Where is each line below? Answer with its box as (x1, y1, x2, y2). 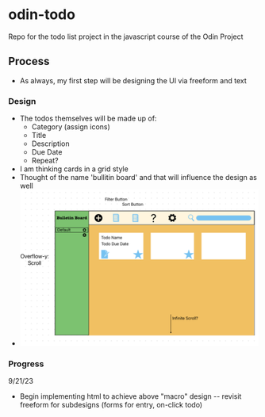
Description (31, 139, 70, 148)
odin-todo (8, 6, 75, 24)
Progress (8, 358, 44, 369)
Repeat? (31, 156, 60, 166)
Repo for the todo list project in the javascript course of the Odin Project (8, 32, 244, 41)
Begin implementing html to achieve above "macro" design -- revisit (19, 392, 242, 401)
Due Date (31, 147, 63, 157)
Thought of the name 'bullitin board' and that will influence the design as (19, 173, 258, 182)
